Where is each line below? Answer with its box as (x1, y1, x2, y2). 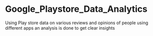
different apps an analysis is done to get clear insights (5, 25, 115, 31)
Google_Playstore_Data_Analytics (5, 3, 148, 15)
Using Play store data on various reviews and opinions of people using (5, 20, 149, 26)
